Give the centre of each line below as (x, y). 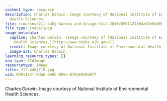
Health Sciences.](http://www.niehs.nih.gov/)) (64, 42)
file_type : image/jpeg (29, 28)
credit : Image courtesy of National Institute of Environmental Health (85, 47)
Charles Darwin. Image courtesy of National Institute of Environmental (77, 89)
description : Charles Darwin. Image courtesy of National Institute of (81, 14)
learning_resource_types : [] (35, 56)
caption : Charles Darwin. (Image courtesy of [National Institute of (83, 38)
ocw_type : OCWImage (25, 61)
